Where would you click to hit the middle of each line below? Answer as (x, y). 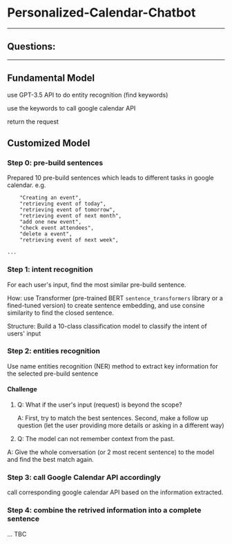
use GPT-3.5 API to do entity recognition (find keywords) (88, 95)
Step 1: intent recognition (50, 269)
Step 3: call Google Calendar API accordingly (84, 477)
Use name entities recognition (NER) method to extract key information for (113, 366)
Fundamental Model (51, 78)
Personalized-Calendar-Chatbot (101, 13)
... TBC (17, 534)
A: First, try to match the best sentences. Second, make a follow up (113, 418)
